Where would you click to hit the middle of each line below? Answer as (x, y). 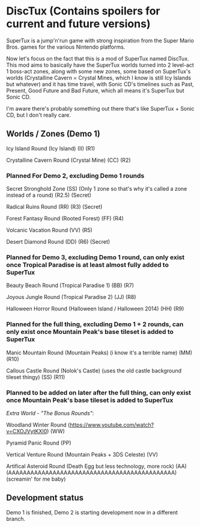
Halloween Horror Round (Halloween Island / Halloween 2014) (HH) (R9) (95, 309)
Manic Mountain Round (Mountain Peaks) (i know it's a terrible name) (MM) (99, 353)
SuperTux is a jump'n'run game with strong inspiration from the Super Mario (100, 40)
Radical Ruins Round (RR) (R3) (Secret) (54, 207)
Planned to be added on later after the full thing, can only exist (98, 392)
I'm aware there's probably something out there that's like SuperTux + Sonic (100, 108)
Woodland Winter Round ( (38, 425)
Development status (45, 498)
